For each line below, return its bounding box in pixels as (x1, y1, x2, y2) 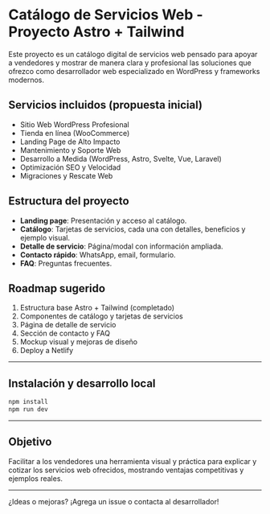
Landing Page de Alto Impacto (19, 137, 121, 146)
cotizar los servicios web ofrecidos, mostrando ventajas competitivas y (8, 465, 244, 475)
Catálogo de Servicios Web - (8, 6, 203, 24)
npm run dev (8, 405, 48, 413)
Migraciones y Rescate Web (19, 171, 113, 180)
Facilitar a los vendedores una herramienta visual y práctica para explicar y (8, 456, 257, 466)
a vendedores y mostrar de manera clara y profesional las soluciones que (8, 58, 252, 68)
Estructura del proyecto (8, 195, 130, 208)
